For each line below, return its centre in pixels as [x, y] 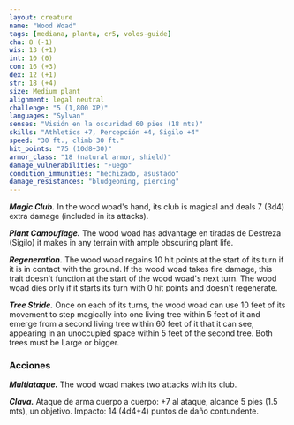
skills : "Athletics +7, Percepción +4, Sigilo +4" [104, 133]
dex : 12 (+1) [33, 75]
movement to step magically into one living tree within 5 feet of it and [135, 315]
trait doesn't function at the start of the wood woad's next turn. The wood [143, 278]
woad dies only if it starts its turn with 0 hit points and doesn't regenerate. [143, 288]
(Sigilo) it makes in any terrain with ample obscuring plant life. [121, 243]
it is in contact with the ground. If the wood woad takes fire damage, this [141, 269]
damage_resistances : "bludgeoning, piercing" [94, 182]
